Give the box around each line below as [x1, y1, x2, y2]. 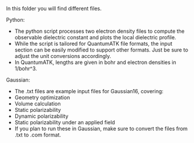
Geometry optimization [14, 94, 70, 101]
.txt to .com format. [14, 131, 62, 138]
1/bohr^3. [14, 65, 38, 72]
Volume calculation [14, 100, 61, 107]
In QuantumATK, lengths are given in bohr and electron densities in [14, 59, 176, 66]
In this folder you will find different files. [6, 5, 102, 12]
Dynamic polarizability [14, 113, 69, 120]
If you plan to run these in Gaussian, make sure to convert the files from [14, 125, 188, 132]
